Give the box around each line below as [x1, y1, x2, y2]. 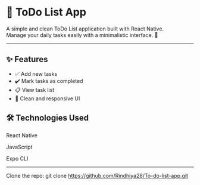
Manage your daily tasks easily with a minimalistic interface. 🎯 [6, 31, 158, 38]
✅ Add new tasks [14, 70, 58, 77]
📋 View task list [14, 86, 55, 93]
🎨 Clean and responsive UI [14, 95, 80, 102]
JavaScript [6, 143, 33, 150]
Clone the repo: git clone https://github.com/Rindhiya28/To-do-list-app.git [6, 172, 189, 179]
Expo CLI [6, 155, 29, 162]
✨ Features [6, 54, 48, 64]
